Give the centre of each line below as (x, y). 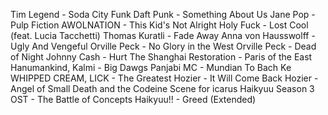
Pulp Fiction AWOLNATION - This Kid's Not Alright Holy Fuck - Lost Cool (159, 25)
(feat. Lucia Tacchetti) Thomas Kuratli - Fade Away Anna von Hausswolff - (163, 35)
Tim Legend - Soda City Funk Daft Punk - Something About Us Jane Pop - (163, 14)
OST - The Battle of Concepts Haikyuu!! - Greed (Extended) (133, 99)
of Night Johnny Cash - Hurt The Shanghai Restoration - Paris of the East (161, 57)
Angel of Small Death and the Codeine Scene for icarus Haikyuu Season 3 (162, 88)
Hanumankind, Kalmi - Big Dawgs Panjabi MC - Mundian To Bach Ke (151, 67)
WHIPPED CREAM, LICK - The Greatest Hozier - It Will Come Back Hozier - (164, 78)
